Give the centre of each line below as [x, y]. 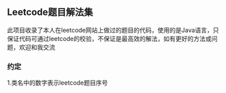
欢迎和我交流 [37, 47]
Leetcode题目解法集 [50, 12]
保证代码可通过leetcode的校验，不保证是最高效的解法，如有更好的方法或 [110, 38]
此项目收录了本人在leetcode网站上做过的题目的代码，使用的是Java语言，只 [113, 30]
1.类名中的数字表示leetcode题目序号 [58, 83]
